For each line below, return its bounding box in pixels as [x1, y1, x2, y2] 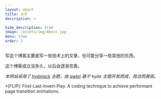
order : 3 [5, 39, 23, 44]
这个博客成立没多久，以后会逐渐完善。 [5, 63, 82, 69]
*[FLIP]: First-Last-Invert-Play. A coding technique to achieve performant [5, 83, 153, 89]
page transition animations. [5, 88, 60, 94]
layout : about [5, 7, 34, 12]
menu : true [5, 34, 27, 39]
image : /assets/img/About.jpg [5, 30, 67, 35]
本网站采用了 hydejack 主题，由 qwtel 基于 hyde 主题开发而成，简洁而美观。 [5, 73, 159, 79]
